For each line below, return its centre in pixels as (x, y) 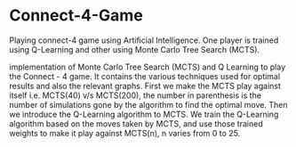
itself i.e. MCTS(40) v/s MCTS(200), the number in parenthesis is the (136, 95)
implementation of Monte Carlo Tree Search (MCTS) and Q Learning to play (148, 67)
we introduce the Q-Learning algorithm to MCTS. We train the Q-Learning (144, 114)
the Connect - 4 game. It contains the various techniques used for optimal (145, 76)
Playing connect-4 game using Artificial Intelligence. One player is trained (144, 40)
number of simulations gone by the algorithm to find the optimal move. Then (148, 104)
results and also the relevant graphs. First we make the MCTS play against (145, 86)
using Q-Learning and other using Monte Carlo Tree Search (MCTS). (135, 49)
